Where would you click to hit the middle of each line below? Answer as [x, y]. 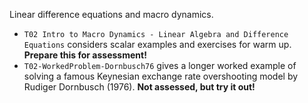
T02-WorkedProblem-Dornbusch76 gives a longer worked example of [160, 65]
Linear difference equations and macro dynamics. [111, 14]
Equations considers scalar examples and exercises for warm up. [157, 44]
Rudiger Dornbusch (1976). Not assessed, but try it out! [139, 87]
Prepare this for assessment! [85, 55]
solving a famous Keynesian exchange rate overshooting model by [161, 76]
